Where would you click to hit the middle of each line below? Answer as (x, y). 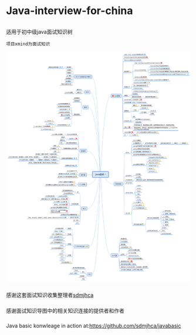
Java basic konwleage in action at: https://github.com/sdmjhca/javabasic (94, 326)
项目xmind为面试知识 (28, 44)
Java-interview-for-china (70, 11)
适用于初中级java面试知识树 (39, 32)
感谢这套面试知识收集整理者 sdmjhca (50, 295)
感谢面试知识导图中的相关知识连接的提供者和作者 (65, 311)
